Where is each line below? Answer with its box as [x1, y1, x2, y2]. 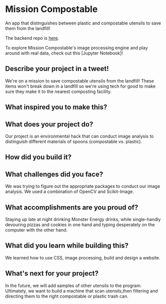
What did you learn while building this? [5, 241, 129, 250]
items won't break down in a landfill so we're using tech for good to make [5, 83, 156, 89]
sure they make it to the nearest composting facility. [5, 88, 112, 94]
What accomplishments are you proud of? [5, 203, 139, 211]
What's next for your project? [5, 269, 99, 278]
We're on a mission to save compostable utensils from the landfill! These [5, 77, 155, 83]
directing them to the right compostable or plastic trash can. [5, 293, 129, 299]
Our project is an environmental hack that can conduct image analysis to [5, 133, 154, 139]
